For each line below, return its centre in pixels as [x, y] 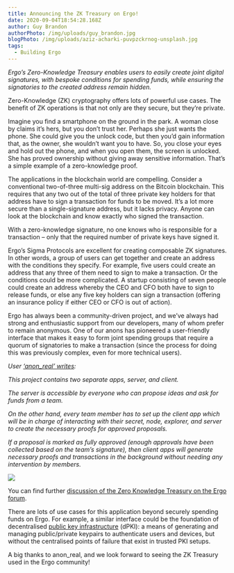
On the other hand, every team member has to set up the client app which [114, 414]
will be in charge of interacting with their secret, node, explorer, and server [115, 421]
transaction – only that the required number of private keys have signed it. [114, 236]
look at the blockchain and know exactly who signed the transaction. [106, 216]
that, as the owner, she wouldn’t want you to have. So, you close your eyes [115, 143]
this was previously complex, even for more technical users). [95, 353]
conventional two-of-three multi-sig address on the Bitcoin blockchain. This [116, 186]
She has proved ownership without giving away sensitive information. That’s [117, 158]
